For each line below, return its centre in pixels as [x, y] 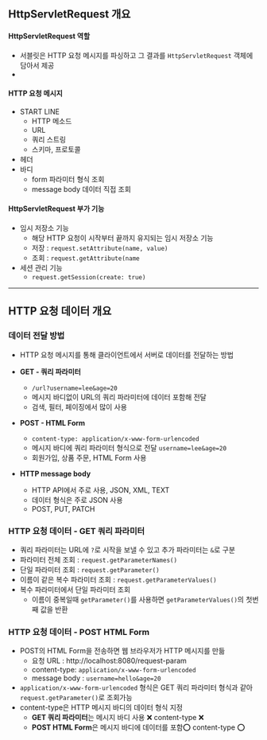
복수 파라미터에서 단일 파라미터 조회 [75, 589]
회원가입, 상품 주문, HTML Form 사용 [89, 458]
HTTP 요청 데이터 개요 [60, 312]
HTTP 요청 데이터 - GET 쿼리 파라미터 [77, 531]
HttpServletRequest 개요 [70, 14]
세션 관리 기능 [41, 268]
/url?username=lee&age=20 [74, 388]
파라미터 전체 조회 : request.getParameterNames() [98, 559]
